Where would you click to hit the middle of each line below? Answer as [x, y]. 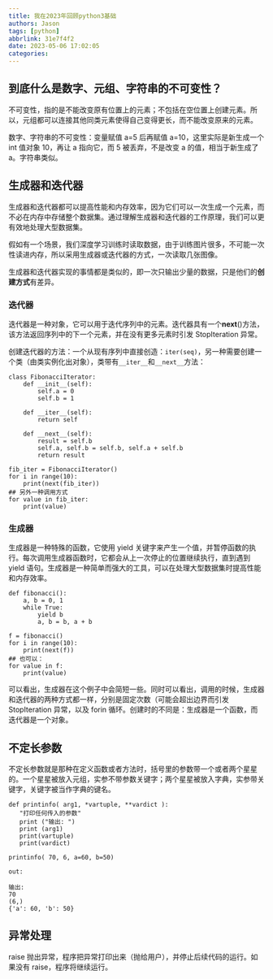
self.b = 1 [56, 398]
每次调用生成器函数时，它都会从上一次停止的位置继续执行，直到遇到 [136, 558]
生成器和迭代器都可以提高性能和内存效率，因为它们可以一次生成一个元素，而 [136, 206]
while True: [43, 608]
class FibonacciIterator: [52, 377]
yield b [50, 615]
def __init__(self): [58, 384]
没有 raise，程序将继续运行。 [64, 967]
